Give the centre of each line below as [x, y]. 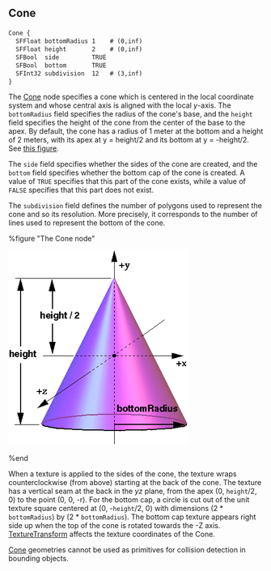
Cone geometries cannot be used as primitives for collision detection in [127, 549]
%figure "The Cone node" [52, 238]
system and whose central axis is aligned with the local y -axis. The [120, 105]
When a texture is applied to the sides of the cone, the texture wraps [123, 474]
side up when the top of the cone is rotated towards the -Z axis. [114, 525]
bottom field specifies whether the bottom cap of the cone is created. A [127, 173]
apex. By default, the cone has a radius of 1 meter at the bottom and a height [136, 131]
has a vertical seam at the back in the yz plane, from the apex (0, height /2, [133, 491]
